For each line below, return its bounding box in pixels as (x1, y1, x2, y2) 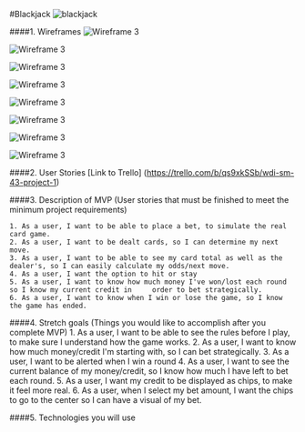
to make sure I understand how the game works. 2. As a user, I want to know (9, 337, 297, 347)
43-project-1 (9, 177, 57, 187)
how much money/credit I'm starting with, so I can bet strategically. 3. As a (9, 347, 290, 357)
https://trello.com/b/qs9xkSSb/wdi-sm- (146, 167, 295, 177)
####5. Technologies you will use (9, 412, 137, 423)
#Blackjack (9, 9, 51, 19)
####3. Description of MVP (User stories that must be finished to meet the (9, 195, 290, 205)
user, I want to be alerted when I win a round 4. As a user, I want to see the (9, 356, 290, 367)
